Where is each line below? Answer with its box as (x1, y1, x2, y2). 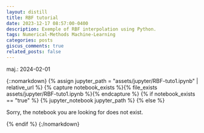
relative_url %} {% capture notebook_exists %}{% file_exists (6, 84, 158, 91)
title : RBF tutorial (6, 15, 59, 21)
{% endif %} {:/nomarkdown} (6, 120, 80, 128)
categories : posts (6, 37, 53, 43)
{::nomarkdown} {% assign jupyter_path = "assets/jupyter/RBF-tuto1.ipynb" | (6, 77, 199, 84)
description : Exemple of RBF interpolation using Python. (6, 26, 157, 32)
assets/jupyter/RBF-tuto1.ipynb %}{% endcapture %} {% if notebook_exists (6, 90, 195, 98)
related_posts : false (6, 49, 62, 55)
